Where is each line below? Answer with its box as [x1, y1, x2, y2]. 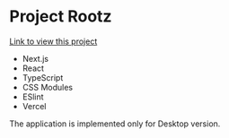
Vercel [22, 100, 47, 111]
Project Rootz [9, 6, 112, 27]
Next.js [22, 53, 49, 64]
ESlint [22, 91, 44, 102]
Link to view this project [9, 36, 98, 47]
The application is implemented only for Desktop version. [9, 118, 221, 129]
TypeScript [22, 72, 64, 82]
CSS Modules [22, 82, 74, 92]
